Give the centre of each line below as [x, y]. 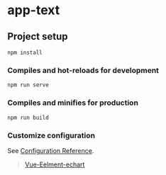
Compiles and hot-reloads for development [83, 70]
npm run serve [28, 85]
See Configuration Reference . [51, 150]
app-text [34, 10]
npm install [25, 52]
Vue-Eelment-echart [55, 164]
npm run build [28, 118]
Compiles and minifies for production [73, 103]
